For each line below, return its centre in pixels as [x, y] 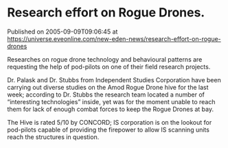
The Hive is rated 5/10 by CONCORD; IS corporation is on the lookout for [110, 122]
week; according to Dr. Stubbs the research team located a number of [106, 95]
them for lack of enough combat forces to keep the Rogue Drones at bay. [111, 109]
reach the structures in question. [53, 137]
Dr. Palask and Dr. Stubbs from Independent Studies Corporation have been [114, 79]
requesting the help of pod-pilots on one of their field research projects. [109, 66]
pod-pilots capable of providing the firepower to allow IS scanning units [108, 129]
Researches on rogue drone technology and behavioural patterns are [105, 59]
